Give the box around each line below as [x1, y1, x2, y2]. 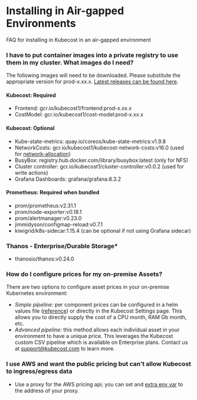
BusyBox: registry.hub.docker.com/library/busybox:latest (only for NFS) [14, 157, 189, 164]
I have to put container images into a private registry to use [6, 51, 179, 59]
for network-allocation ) [14, 150, 71, 157]
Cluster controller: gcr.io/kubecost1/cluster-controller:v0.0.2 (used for [14, 162, 185, 170]
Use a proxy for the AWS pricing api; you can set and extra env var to [14, 381, 183, 388]
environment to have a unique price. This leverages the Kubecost [14, 333, 173, 340]
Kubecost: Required [6, 92, 56, 99]
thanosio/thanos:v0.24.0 [14, 255, 74, 262]
